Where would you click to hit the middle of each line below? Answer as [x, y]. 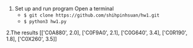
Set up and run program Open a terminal [64, 9]
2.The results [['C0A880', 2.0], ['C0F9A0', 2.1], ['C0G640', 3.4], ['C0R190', [97, 33]
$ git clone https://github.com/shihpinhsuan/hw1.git [91, 15]
